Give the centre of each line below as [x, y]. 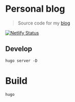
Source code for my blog [44, 23]
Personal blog [35, 9]
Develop [19, 49]
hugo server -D [21, 61]
